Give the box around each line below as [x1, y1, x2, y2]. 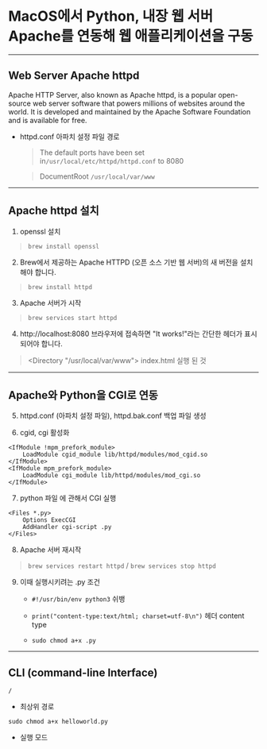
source [8, 98, 32, 108]
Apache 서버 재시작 [19, 545, 82, 554]
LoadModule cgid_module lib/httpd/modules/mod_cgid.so [22, 450, 208, 459]
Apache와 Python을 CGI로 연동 [8, 388, 159, 402]
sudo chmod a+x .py [31, 637, 97, 645]
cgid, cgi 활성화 [19, 428, 70, 438]
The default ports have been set [39, 148, 145, 157]
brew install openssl [27, 242, 99, 250]
